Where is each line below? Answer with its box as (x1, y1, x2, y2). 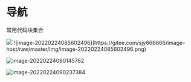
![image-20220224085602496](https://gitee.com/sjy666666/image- (13, 39, 186, 46)
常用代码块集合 (6, 26, 44, 34)
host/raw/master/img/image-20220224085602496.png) (6, 45, 147, 53)
